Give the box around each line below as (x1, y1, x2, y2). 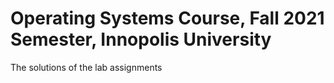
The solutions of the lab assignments (10, 61, 163, 73)
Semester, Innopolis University (10, 28, 272, 51)
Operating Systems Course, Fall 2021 (10, 7, 325, 30)
